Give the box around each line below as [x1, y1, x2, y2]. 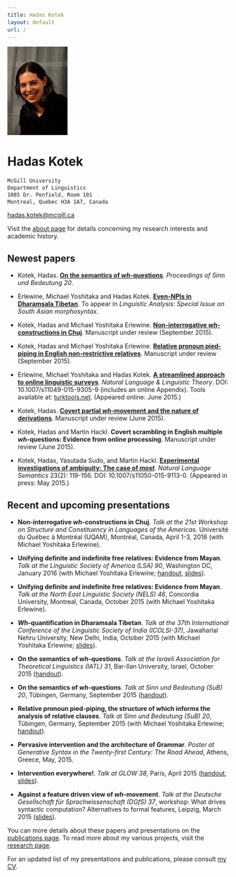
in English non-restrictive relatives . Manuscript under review [37, 349, 217, 358]
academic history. [7, 232, 59, 241]
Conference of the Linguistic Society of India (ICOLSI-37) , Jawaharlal [17, 626, 219, 634]
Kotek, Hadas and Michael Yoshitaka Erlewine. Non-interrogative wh [17, 321, 218, 329]
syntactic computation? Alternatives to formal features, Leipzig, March [17, 805, 221, 813]
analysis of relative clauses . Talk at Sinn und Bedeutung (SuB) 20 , [17, 712, 212, 720]
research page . [7, 841, 51, 850]
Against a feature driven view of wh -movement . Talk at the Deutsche [17, 790, 222, 798]
